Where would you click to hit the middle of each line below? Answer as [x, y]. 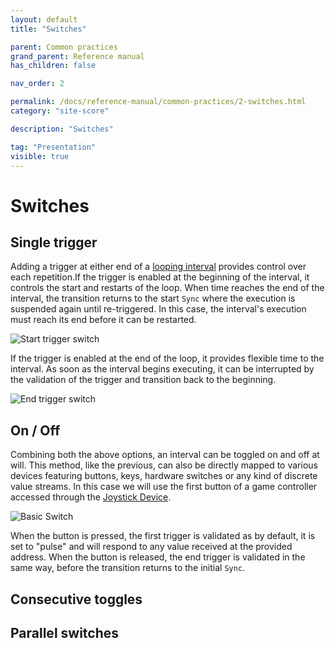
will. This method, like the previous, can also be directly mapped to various [164, 465]
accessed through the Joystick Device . [91, 497]
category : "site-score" [60, 111]
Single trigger [54, 242]
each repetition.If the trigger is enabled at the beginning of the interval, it [160, 277]
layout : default [44, 19]
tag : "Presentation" [53, 147]
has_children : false [53, 66]
